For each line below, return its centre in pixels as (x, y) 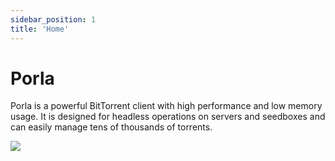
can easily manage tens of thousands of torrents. (111, 127)
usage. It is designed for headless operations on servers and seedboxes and (168, 117)
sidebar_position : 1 (53, 19)
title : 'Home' (40, 29)
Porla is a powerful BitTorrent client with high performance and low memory (166, 106)
